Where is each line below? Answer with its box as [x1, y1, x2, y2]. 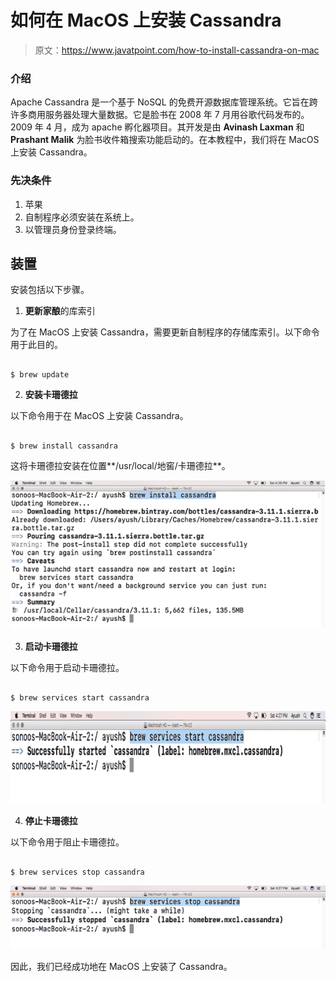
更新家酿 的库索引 [24, 305, 96, 317]
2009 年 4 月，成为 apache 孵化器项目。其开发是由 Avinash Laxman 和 [10, 121, 305, 133]
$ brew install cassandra [10, 441, 118, 451]
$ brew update [10, 370, 70, 380]
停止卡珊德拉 [24, 815, 78, 827]
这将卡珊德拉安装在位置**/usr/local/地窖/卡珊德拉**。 [10, 460, 231, 472]
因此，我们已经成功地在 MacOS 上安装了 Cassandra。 [10, 960, 233, 972]
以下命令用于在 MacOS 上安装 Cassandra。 [10, 410, 189, 422]
